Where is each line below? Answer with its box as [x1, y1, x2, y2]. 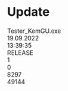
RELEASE [7, 49, 34, 57]
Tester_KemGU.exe [7, 27, 62, 35]
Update [7, 4, 50, 20]
